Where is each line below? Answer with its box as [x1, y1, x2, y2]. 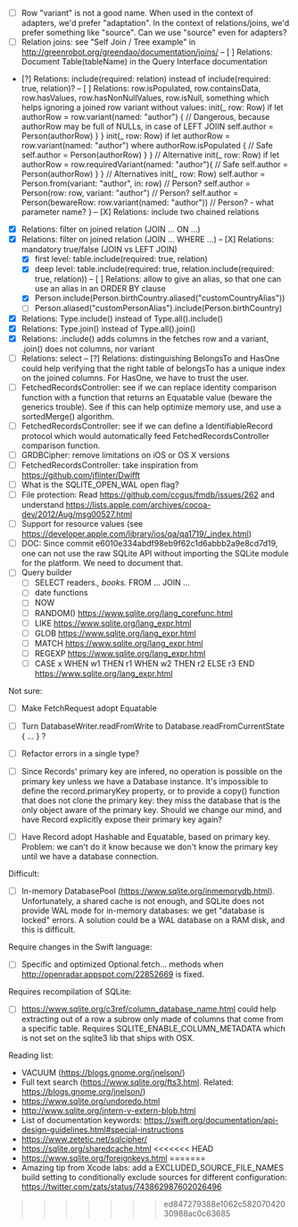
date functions [34, 588, 88, 598]
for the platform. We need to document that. [21, 558, 184, 569]
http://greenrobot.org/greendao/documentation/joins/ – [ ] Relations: [21, 47, 273, 57]
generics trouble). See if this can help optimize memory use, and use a [21, 402, 282, 412]
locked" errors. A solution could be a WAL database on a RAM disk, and [21, 915, 286, 926]
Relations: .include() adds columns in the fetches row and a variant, [21, 333, 269, 343]
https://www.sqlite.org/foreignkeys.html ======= [21, 1153, 206, 1164]
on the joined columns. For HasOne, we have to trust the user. [21, 372, 249, 383]
